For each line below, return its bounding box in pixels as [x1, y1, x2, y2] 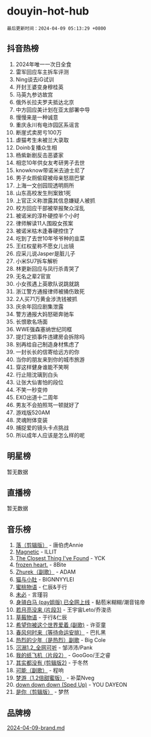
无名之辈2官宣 [15, 273, 51, 280]
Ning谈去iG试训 [15, 76, 54, 83]
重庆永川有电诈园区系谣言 [15, 121, 80, 128]
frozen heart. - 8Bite [15, 561, 66, 569]
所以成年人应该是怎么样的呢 [15, 431, 85, 438]
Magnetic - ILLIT [15, 548, 57, 555]
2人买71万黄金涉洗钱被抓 [15, 295, 77, 302]
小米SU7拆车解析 [15, 257, 59, 265]
